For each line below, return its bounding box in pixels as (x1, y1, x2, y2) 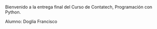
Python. (5, 9, 21, 15)
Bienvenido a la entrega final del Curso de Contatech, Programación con (5, 4, 153, 10)
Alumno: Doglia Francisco (5, 19, 58, 24)
